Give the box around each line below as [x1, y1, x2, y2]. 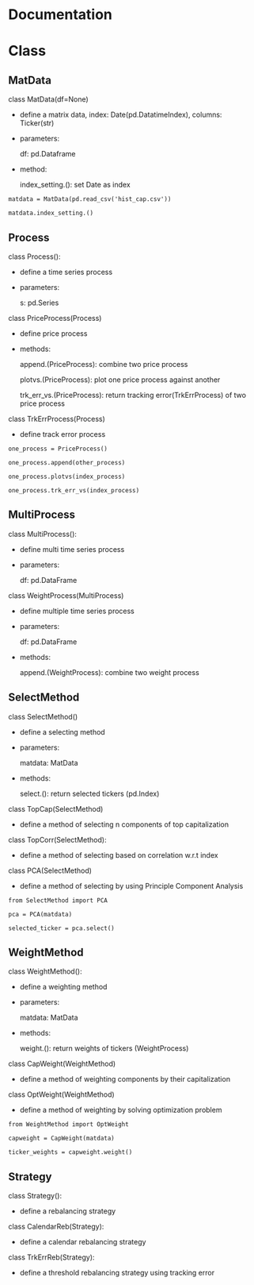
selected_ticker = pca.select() [8, 924, 115, 932]
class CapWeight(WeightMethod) [8, 1059, 116, 1069]
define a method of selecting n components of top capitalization [19, 820, 229, 829]
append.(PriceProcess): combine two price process [19, 360, 188, 369]
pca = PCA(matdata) [8, 910, 73, 918]
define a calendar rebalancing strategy [19, 1237, 146, 1247]
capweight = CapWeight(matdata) [8, 1134, 115, 1143]
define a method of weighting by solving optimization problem [19, 1106, 222, 1115]
